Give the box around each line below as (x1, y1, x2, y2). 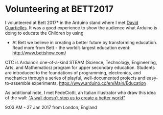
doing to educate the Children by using (5, 30, 84, 36)
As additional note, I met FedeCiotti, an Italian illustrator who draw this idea (5, 90, 156, 95)
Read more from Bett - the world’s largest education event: (12, 45, 131, 50)
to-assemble (5, 80, 31, 86)
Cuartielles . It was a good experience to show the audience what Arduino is (5, 24, 158, 30)
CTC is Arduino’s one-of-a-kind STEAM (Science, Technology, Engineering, (5, 59, 158, 65)
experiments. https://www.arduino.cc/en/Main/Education (31, 80, 146, 86)
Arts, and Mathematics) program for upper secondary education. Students (5, 65, 155, 70)
